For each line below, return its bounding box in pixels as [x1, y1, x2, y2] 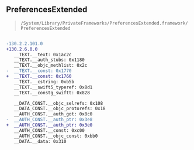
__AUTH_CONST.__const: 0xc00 [13, 127, 85, 134]
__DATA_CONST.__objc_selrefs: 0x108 [13, 100, 103, 106]
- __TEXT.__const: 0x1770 [6, 68, 72, 74]
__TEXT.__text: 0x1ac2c [13, 52, 72, 57]
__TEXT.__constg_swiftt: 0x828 [13, 90, 91, 96]
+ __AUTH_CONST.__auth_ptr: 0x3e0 [6, 122, 93, 128]
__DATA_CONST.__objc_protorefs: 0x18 [13, 105, 106, 112]
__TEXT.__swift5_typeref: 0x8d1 [13, 84, 93, 90]
